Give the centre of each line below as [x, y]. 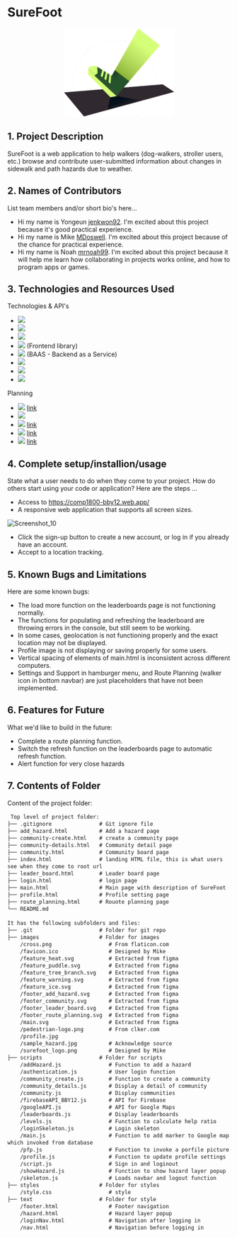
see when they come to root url [55, 866]
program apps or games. [53, 267]
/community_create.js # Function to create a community [115, 1079]
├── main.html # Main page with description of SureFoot [117, 887]
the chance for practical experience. [70, 244]
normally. [31, 613]
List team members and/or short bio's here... [72, 208]
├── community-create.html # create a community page [93, 838]
